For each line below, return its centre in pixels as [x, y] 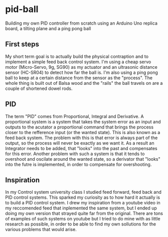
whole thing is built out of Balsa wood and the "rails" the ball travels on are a [84, 83]
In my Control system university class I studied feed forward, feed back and [83, 192]
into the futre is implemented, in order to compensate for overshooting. [78, 164]
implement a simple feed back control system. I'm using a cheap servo [78, 62]
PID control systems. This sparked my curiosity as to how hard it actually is [83, 197]
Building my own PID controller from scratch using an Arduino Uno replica [81, 23]
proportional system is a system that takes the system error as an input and [83, 122]
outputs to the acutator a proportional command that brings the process [79, 127]
